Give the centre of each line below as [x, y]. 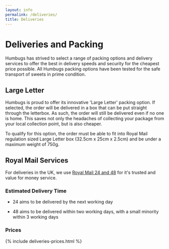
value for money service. [31, 178]
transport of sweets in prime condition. [46, 74]
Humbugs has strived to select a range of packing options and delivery [79, 58]
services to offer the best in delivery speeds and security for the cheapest [82, 64]
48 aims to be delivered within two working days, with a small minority [86, 212]
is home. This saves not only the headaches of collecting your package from [85, 119]
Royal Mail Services [37, 160]
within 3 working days [36, 217]
